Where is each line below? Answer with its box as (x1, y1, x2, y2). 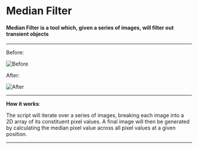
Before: (6, 49, 24, 56)
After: (6, 72, 20, 79)
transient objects (6, 30, 49, 37)
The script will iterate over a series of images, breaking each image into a (6, 112, 184, 119)
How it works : (6, 101, 41, 108)
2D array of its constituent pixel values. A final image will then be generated (6, 118, 190, 125)
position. (6, 131, 28, 138)
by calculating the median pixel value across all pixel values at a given (6, 124, 176, 131)
